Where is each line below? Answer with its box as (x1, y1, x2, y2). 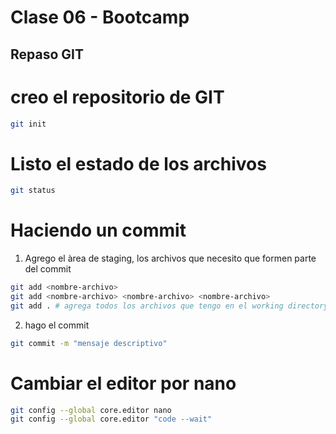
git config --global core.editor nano (10, 405, 172, 415)
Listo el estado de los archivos (10, 152, 267, 175)
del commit (24, 263, 72, 275)
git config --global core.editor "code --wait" (10, 414, 213, 425)
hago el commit (24, 319, 90, 331)
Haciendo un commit (10, 219, 187, 242)
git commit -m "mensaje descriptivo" (10, 338, 168, 348)
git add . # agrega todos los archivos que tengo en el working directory (10, 301, 329, 311)
